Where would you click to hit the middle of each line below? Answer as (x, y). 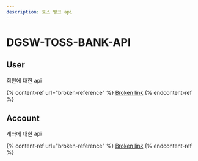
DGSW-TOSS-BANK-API (69, 42)
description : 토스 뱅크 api (39, 12)
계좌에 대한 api (24, 134)
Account (23, 118)
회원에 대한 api (24, 80)
